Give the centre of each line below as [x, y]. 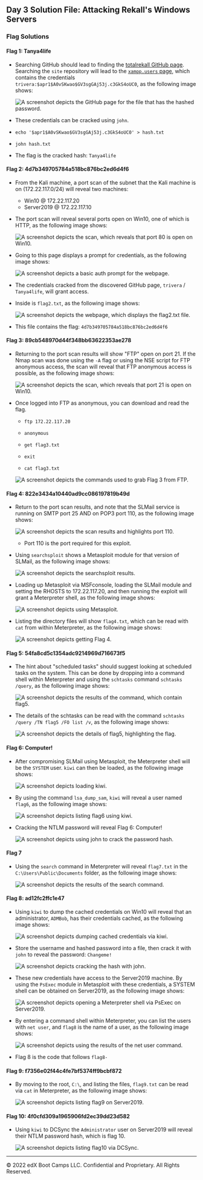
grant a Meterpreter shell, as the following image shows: [85, 598]
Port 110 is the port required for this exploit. [78, 543]
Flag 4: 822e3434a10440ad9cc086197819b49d [68, 494]
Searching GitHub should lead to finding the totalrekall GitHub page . [99, 64]
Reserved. [19, 1172]
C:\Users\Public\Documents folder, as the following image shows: [96, 873]
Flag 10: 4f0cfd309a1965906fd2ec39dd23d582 [68, 1116]
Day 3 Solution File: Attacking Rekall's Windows [98, 10]
